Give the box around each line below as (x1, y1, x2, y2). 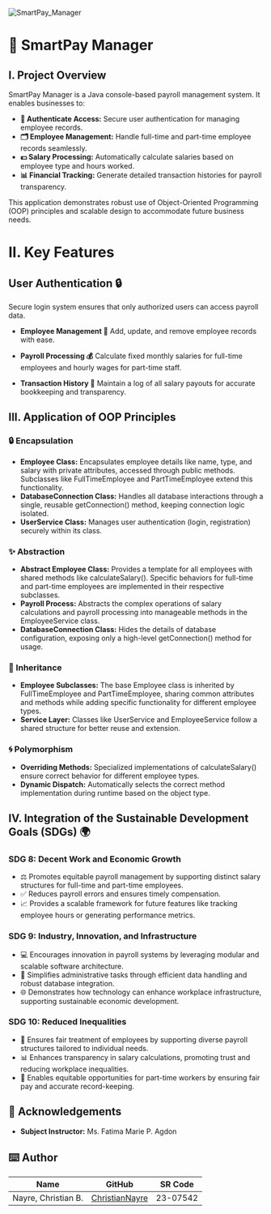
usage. (19, 641, 44, 652)
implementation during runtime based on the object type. (19, 788, 210, 797)
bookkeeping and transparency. (19, 387, 127, 396)
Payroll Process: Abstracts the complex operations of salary (19, 598, 222, 608)
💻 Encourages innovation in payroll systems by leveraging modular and (19, 949, 260, 960)
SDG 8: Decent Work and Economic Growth (8, 853, 182, 865)
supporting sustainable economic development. (19, 996, 180, 1006)
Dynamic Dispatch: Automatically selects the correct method (19, 779, 225, 789)
